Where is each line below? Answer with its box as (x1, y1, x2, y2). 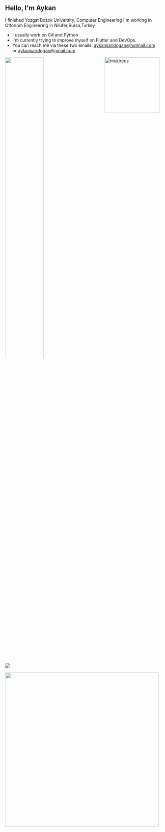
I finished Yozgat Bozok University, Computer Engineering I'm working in (5, 17, 152, 23)
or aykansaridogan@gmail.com (12, 47, 76, 53)
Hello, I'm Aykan (5, 4, 56, 12)
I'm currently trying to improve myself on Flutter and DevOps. (12, 37, 137, 43)
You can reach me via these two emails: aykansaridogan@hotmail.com (12, 42, 156, 48)
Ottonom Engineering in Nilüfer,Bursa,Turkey (5, 22, 95, 28)
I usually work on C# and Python (12, 32, 79, 38)
